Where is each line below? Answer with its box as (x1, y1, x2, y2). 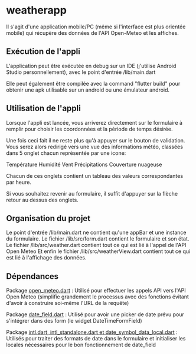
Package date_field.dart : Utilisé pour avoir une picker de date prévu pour (6, 311, 185, 318)
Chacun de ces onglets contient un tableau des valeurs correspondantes (6, 172, 184, 179)
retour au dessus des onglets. (6, 196, 79, 203)
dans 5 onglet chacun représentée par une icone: (6, 149, 126, 157)
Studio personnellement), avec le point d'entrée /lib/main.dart (6, 69, 156, 76)
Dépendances (6, 271, 59, 281)
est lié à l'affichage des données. (6, 254, 87, 261)
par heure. (6, 178, 31, 186)
